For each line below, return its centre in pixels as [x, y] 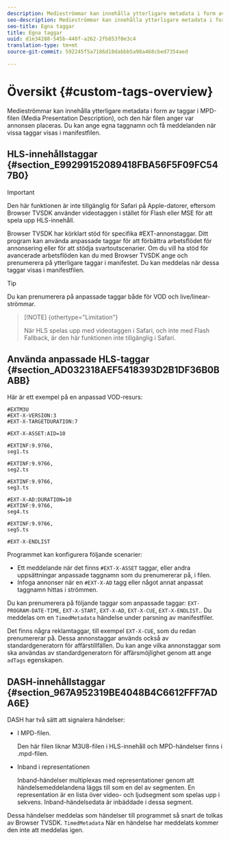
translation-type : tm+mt [42, 45]
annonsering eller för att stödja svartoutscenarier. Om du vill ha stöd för [108, 248]
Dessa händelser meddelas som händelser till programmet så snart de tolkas [115, 816]
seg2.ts [18, 470]
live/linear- [195, 297]
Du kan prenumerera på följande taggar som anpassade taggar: [97, 603]
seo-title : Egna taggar [41, 26]
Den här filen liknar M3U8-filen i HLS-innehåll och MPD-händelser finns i [119, 746]
